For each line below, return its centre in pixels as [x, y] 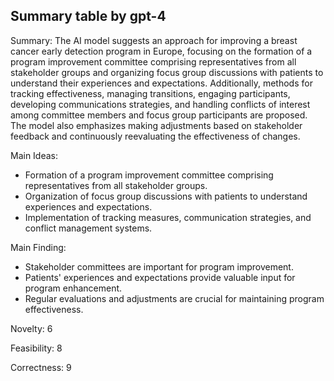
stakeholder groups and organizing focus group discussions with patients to [167, 72]
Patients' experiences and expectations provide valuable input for [160, 277]
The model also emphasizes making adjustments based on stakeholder [156, 125]
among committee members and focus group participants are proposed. [159, 115]
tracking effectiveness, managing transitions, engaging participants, [150, 93]
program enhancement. [73, 288]
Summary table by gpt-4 [88, 16]
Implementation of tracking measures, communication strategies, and [168, 217]
